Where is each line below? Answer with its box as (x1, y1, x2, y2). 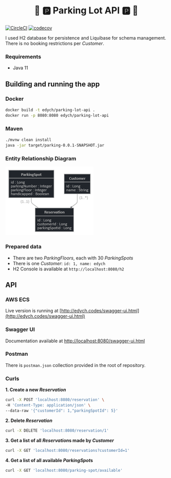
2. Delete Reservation (5, 417, 53, 424)
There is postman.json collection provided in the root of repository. (5, 362, 146, 368)
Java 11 (12, 65, 28, 71)
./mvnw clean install (5, 137, 52, 143)
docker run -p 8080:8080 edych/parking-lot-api (5, 113, 109, 118)
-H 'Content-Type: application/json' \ (5, 403, 91, 408)
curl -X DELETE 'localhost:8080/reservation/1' (5, 428, 109, 433)
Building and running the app (5, 80, 100, 88)
